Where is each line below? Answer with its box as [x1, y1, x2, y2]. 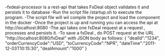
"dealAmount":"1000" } [40, 46, 87, 51]
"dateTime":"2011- [119, 40, 156, 46]
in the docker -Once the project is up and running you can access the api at [5, 19, 158, 25]
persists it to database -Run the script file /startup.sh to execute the [5, 9, 142, 15]
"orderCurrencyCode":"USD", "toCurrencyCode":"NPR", [5, 40, 119, 46]
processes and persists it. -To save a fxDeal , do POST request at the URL [5, 30, 154, 36]
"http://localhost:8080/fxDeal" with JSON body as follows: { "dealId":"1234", [5, 35, 160, 41]
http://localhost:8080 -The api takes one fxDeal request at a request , [5, 25, 146, 31]
